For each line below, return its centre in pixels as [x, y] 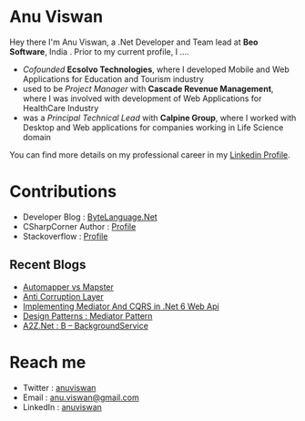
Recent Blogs [48, 265]
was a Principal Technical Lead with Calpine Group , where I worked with [159, 118]
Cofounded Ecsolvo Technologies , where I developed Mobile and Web [156, 69]
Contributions [63, 192]
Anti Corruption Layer [63, 296]
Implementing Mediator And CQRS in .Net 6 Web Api [121, 306]
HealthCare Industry [61, 108]
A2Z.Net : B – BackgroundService [85, 325]
